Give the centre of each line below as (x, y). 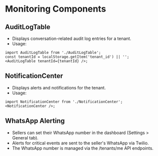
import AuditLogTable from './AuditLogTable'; (53, 52)
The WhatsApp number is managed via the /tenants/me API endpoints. (83, 148)
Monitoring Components (55, 9)
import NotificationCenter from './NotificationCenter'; (64, 102)
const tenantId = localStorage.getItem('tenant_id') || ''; (67, 57)
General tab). (25, 138)
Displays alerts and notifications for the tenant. (59, 87)
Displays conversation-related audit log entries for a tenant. (71, 38)
